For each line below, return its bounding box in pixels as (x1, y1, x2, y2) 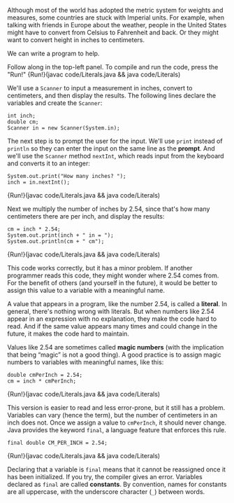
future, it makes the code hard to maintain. (7, 329, 129, 338)
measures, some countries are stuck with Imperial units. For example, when (7, 13, 225, 22)
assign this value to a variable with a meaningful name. (7, 287, 166, 294)
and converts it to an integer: (7, 159, 91, 167)
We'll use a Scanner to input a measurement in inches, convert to (7, 84, 193, 92)
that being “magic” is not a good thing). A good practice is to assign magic (7, 350, 221, 359)
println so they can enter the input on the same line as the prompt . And (7, 144, 215, 153)
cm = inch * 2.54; (7, 226, 61, 233)
